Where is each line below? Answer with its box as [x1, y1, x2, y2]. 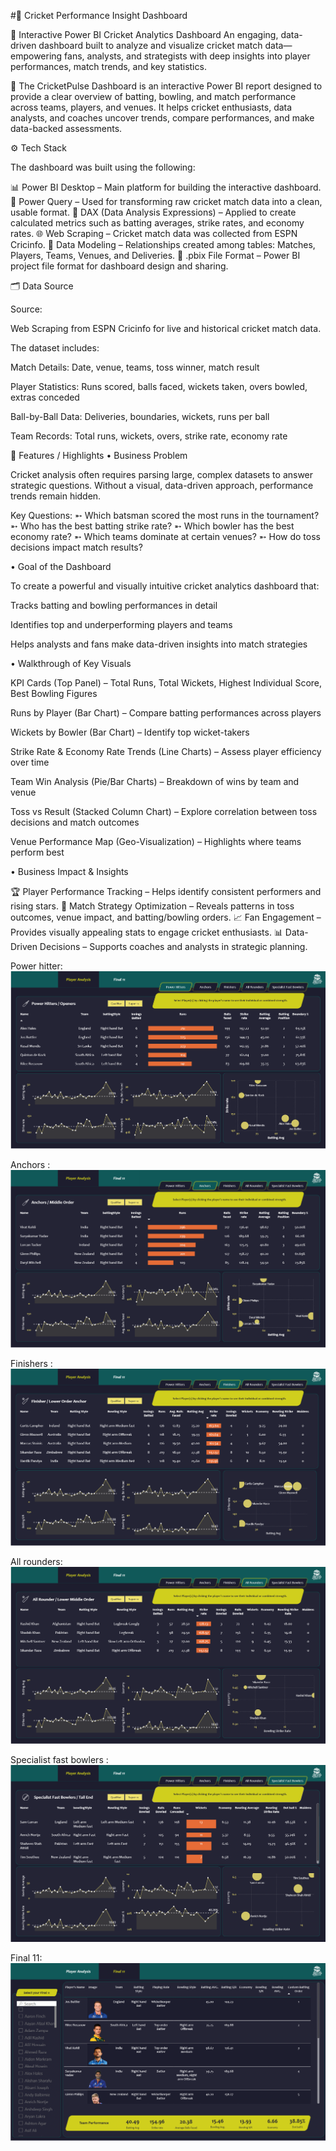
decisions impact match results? [10, 541, 143, 553]
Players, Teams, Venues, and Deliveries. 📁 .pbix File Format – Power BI [10, 250, 301, 261]
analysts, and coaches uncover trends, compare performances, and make [10, 112, 315, 124]
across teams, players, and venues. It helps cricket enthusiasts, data [10, 101, 293, 113]
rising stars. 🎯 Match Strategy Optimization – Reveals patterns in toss [10, 900, 295, 912]
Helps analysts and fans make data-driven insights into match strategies [10, 638, 308, 650]
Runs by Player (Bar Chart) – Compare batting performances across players [10, 707, 322, 719]
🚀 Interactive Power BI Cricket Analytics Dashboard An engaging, [10, 29, 279, 40]
